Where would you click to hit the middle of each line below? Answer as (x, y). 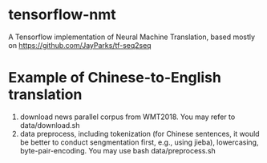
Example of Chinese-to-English (115, 78)
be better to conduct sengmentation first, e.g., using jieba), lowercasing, (139, 142)
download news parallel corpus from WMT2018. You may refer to (127, 117)
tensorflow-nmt (62, 15)
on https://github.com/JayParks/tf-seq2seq (80, 45)
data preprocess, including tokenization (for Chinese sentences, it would (140, 133)
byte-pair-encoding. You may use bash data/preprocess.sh (118, 150)
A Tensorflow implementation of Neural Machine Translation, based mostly (131, 37)
